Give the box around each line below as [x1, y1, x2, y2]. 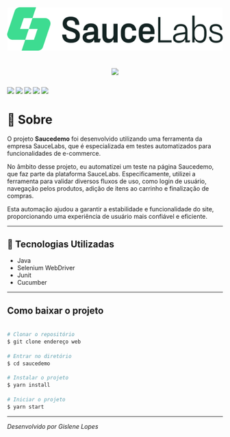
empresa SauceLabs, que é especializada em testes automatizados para [7, 141, 212, 150]
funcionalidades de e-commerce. [7, 149, 101, 157]
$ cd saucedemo [7, 360, 51, 367]
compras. [7, 191, 34, 200]
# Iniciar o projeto [7, 396, 66, 403]
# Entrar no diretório [7, 353, 72, 359]
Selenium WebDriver [16, 264, 75, 272]
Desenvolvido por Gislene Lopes [7, 422, 99, 430]
